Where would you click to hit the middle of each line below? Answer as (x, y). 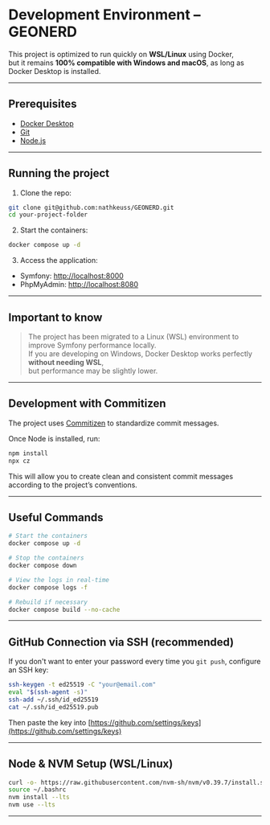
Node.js (33, 140)
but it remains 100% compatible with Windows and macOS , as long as (127, 63)
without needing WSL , (66, 362)
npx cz (19, 461)
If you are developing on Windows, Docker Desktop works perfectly (140, 354)
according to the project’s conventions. (73, 485)
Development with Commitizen (87, 404)
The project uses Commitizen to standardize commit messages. (114, 423)
